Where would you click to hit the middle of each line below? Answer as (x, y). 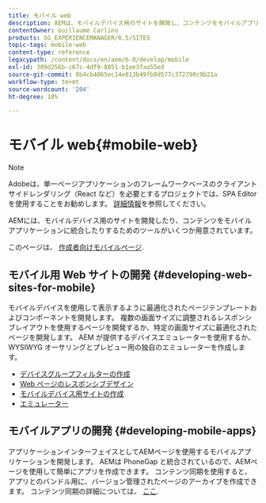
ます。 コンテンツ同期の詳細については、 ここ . (84, 491)
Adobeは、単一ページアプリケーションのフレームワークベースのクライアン (129, 184)
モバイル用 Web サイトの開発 (80, 274)
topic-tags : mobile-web (47, 45)
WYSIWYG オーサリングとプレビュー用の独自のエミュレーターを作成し (123, 347)
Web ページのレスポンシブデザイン (77, 384)
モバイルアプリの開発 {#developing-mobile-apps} (133, 431)
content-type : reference (49, 52)
